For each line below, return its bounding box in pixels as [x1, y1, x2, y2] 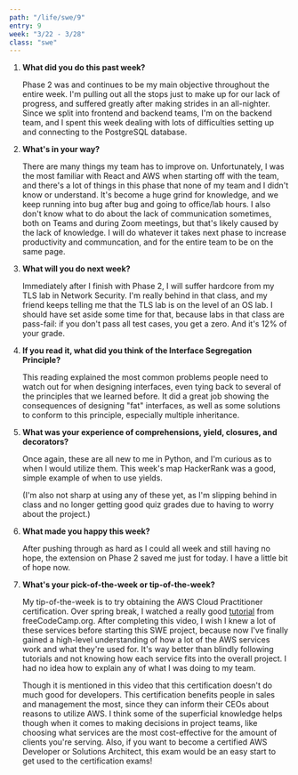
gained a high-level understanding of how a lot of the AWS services [21, 634, 270, 645]
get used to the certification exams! [21, 755, 153, 766]
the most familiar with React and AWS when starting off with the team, [21, 171, 279, 182]
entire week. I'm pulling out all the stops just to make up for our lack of [21, 89, 280, 100]
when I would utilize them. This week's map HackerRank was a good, [21, 464, 277, 474]
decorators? [21, 437, 69, 448]
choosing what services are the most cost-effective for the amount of [21, 727, 278, 739]
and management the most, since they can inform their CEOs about [21, 699, 270, 710]
